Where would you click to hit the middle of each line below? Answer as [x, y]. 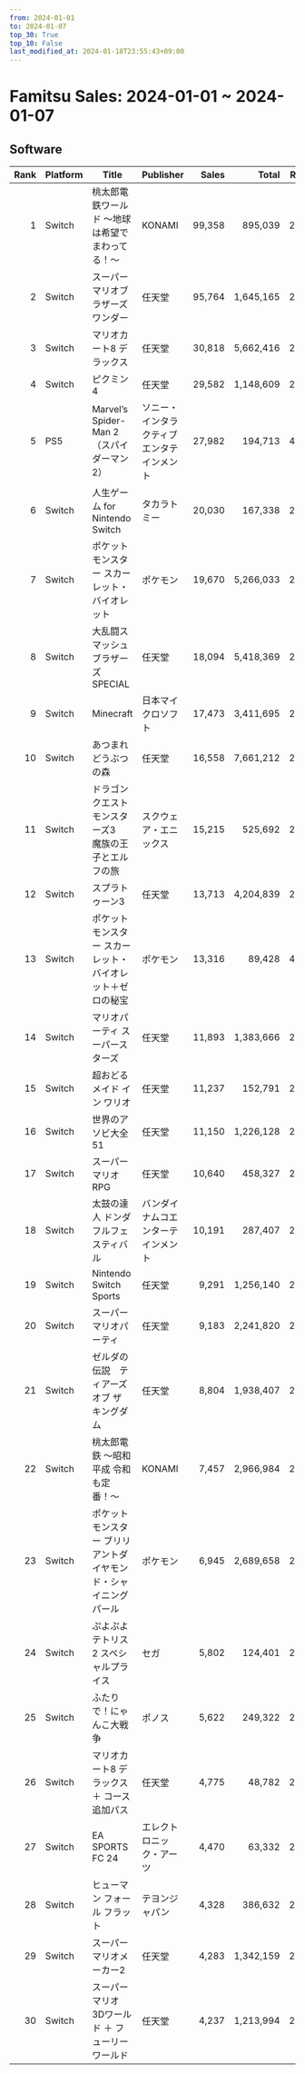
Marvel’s [110, 410]
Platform [64, 175]
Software [36, 149]
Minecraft [113, 714]
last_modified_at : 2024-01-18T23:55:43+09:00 [97, 52]
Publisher [163, 175]
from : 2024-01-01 [42, 18]
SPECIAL [111, 684]
